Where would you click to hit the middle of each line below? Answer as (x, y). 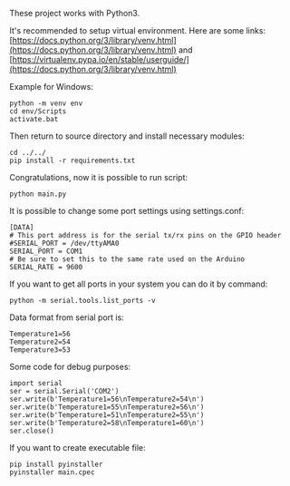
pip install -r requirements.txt (72, 160)
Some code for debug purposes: (70, 367)
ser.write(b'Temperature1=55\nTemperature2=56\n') (107, 407)
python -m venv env (46, 103)
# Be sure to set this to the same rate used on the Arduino (127, 259)
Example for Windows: (51, 87)
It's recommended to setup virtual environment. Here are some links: (137, 30)
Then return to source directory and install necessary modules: (127, 136)
